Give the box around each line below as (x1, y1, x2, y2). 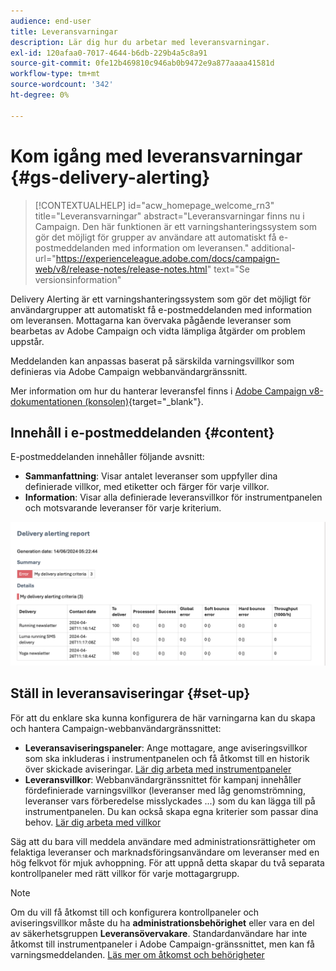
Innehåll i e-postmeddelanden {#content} (10, 424, 275, 441)
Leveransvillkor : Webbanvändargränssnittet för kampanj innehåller (24, 773, 302, 785)
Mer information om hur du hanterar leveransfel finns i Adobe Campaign (10, 385, 307, 397)
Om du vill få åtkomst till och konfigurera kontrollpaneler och (10, 906, 260, 918)
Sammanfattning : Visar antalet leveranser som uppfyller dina (24, 470, 278, 482)
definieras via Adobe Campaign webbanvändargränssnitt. (10, 365, 248, 377)
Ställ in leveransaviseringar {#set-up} (10, 685, 251, 702)
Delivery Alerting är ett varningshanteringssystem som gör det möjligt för (10, 293, 312, 305)
